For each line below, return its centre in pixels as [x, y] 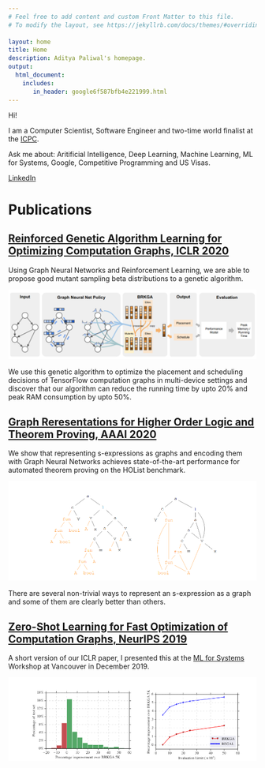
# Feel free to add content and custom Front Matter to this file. [121, 17]
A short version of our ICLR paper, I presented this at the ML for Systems [126, 658]
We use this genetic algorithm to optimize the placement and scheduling [125, 372]
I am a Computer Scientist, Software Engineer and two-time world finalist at [131, 130]
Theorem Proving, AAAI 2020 [82, 434]
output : [21, 67]
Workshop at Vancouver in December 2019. [79, 666]
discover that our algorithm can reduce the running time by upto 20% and [128, 389]
